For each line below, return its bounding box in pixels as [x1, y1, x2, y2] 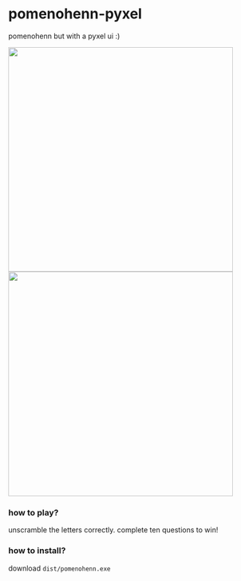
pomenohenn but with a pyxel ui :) [8, 31, 120, 41]
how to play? [8, 507, 59, 518]
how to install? [8, 545, 66, 556]
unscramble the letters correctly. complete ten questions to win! [8, 525, 219, 535]
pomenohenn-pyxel [8, 5, 142, 23]
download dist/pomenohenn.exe [8, 563, 111, 573]
